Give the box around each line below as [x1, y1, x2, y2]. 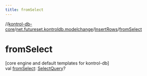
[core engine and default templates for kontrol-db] [5, 60, 109, 66]
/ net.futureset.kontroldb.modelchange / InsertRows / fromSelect [14, 26, 142, 32]
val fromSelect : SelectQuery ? [5, 65, 66, 71]
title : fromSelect [5, 7, 44, 12]
